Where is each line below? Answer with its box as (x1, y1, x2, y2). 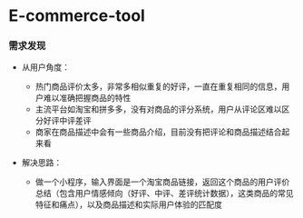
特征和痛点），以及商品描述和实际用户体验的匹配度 (34, 199, 223, 210)
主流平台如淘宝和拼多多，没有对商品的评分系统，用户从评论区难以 (34, 104, 282, 114)
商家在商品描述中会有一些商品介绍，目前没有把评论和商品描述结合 (34, 126, 282, 137)
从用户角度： (21, 62, 70, 73)
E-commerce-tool (8, 5, 146, 26)
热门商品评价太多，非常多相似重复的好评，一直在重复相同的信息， (34, 81, 282, 92)
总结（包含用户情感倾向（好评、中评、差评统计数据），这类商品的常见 (34, 188, 294, 199)
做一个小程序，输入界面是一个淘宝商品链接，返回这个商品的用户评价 (34, 176, 290, 187)
